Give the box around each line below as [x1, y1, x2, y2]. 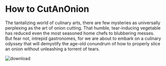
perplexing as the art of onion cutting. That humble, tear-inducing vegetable [5, 25, 161, 31]
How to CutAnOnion [5, 3, 89, 15]
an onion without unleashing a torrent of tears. [5, 46, 100, 52]
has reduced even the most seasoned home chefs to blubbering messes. [5, 30, 155, 36]
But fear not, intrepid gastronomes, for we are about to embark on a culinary [5, 35, 162, 41]
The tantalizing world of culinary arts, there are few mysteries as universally [5, 20, 161, 26]
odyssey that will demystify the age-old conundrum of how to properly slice [5, 40, 161, 46]
